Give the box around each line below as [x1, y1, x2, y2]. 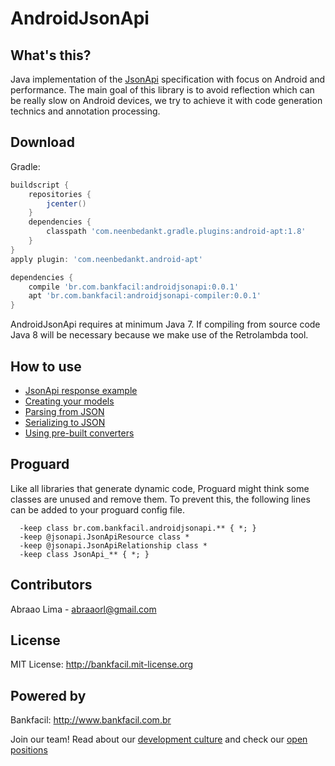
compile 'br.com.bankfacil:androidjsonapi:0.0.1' [28, 282, 240, 292]
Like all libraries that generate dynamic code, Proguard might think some [10, 482, 310, 494]
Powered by [10, 687, 87, 704]
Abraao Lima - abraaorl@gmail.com [10, 603, 157, 615]
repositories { [28, 189, 92, 199]
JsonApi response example [24, 385, 138, 396]
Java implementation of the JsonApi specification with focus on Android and [10, 73, 326, 85]
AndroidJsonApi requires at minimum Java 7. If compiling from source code [10, 318, 321, 331]
